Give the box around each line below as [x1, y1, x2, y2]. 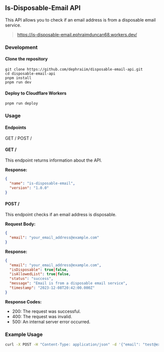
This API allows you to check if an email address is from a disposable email [5, 17, 156, 23]
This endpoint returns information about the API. [5, 157, 102, 163]
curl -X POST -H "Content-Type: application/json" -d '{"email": [5, 342, 141, 347]
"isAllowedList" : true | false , [9, 272, 71, 277]
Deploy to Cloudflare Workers [5, 90, 67, 96]
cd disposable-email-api [5, 71, 56, 76]
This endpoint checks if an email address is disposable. [5, 212, 117, 218]
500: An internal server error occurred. [12, 319, 91, 325]
